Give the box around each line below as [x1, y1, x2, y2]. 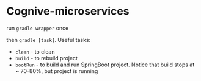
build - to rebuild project [15, 54, 78, 62]
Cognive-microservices [6, 4, 130, 18]
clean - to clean [15, 48, 55, 55]
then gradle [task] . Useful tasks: [6, 36, 91, 43]
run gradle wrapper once [6, 24, 69, 32]
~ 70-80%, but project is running [15, 67, 98, 74]
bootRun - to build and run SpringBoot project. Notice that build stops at [15, 61, 195, 68]
